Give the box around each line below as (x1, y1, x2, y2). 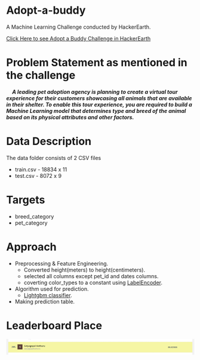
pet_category (14, 219, 48, 226)
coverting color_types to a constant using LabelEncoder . (23, 279, 163, 286)
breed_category (14, 213, 54, 220)
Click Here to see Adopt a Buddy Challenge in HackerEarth (6, 35, 151, 42)
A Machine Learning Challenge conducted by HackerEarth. (6, 23, 151, 30)
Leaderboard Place (6, 319, 103, 332)
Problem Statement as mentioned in (6, 56, 187, 69)
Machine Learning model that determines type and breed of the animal (6, 107, 186, 114)
